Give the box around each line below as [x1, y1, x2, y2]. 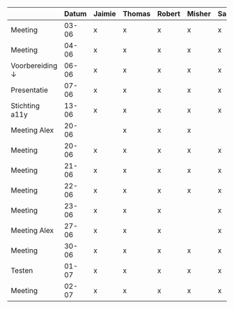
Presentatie [10, 85, 49, 95]
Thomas [123, 9, 151, 18]
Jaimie [93, 9, 116, 18]
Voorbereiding [10, 61, 58, 70]
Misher [187, 9, 211, 18]
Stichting [10, 101, 40, 110]
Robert [157, 9, 181, 18]
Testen [10, 266, 33, 275]
